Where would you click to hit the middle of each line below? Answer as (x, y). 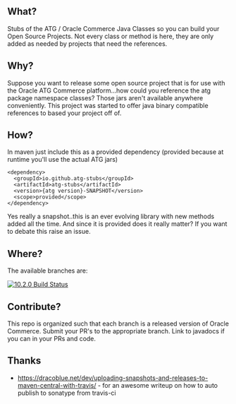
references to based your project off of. (64, 113)
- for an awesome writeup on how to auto (158, 385)
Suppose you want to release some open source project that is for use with (116, 83)
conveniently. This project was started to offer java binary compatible (108, 105)
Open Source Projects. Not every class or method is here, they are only (111, 36)
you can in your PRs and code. (52, 339)
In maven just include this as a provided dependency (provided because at (116, 152)
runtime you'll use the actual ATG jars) (63, 160)
